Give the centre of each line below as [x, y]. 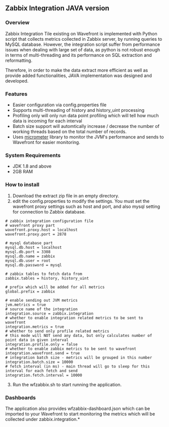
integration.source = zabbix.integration [49, 313]
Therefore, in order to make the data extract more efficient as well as [77, 70]
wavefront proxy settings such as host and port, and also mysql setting [86, 206]
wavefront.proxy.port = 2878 [36, 234]
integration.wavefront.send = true [43, 353]
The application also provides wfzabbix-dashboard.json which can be [78, 408]
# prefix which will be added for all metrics [55, 287]
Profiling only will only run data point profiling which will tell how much [86, 115]
